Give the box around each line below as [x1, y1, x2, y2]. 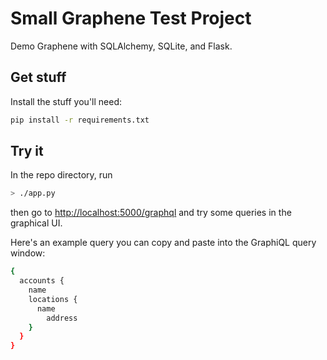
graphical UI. [10, 217, 63, 229]
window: [10, 247, 46, 259]
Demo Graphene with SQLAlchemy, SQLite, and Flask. [10, 40, 233, 52]
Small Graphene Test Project [10, 7, 252, 30]
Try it [10, 143, 44, 160]
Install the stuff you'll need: [10, 95, 122, 107]
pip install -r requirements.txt [10, 115, 150, 125]
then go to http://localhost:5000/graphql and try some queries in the [10, 207, 292, 219]
